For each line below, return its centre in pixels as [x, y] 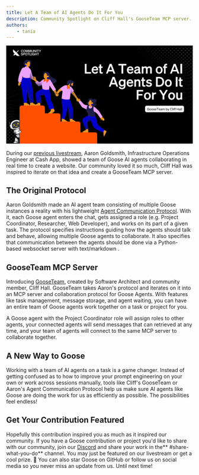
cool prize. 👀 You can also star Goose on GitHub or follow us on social [92, 460]
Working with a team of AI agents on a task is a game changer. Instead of [95, 370]
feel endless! [22, 401]
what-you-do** [25, 453]
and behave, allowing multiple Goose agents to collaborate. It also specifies [98, 236]
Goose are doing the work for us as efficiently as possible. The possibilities [98, 395]
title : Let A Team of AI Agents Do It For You [65, 12]
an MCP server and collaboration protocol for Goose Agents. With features [97, 294]
